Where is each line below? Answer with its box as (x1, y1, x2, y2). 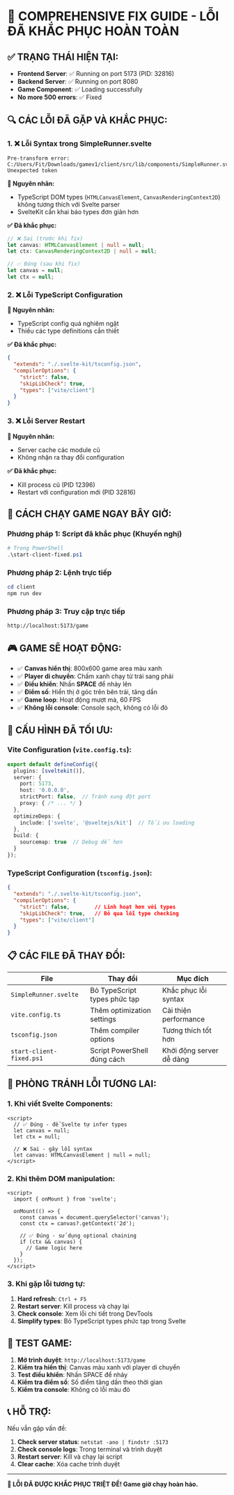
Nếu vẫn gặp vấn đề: (7, 1424, 68, 1432)
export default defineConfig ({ (7, 760, 98, 768)
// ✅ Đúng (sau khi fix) (7, 260, 81, 268)
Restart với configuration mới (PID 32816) (17, 488, 136, 496)
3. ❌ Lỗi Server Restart (7, 416, 86, 426)
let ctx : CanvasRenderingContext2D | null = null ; (7, 248, 157, 255)
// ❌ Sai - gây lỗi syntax (13, 1145, 93, 1152)
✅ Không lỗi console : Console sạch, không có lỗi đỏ (17, 703, 169, 712)
